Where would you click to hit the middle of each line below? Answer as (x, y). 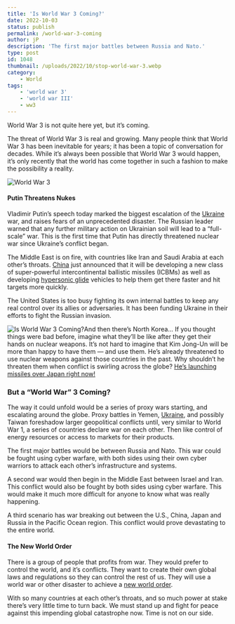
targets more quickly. (38, 287)
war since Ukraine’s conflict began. (58, 244)
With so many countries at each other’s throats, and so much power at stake (117, 598)
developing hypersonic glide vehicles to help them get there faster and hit (114, 280)
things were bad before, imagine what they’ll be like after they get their (109, 337)
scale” (16, 237)
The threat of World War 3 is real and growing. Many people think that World (117, 138)
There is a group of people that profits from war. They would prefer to (108, 562)
